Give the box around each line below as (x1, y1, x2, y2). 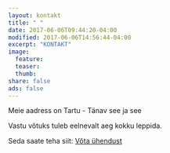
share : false (8, 77, 51, 85)
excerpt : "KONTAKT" (8, 41, 72, 49)
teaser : (15, 63, 41, 71)
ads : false (8, 84, 44, 93)
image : (8, 48, 30, 56)
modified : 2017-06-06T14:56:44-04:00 (8, 33, 132, 42)
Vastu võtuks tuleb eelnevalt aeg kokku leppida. (8, 121, 162, 130)
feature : (15, 56, 44, 64)
